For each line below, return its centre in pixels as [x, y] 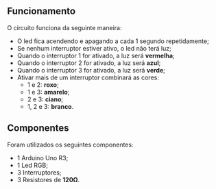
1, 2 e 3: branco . [50, 106]
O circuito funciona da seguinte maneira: [64, 27]
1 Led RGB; [32, 165]
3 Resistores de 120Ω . [48, 179]
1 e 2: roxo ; [43, 84]
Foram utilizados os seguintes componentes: [70, 144]
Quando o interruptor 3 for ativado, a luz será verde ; [91, 70]
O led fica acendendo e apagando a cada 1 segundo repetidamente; [113, 41]
